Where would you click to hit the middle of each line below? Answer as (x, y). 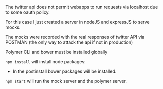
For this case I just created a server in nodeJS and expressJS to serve (77, 22)
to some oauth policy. (28, 12)
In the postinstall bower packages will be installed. (64, 71)
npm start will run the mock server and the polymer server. (66, 81)
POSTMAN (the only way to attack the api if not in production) (69, 42)
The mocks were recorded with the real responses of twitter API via (75, 37)
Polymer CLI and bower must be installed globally (56, 52)
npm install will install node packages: (46, 62)
